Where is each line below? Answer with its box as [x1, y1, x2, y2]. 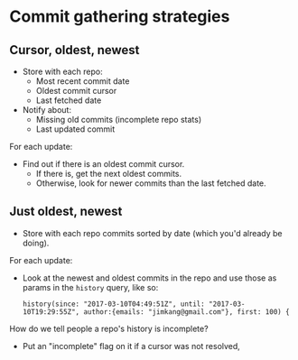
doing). [22, 237, 50, 248]
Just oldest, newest [9, 204, 123, 219]
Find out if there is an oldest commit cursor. [22, 159, 185, 169]
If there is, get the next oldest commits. [35, 169, 182, 179]
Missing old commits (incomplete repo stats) [35, 115, 202, 125]
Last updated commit [35, 124, 116, 134]
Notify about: [22, 105, 72, 115]
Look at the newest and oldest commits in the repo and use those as [22, 272, 277, 283]
